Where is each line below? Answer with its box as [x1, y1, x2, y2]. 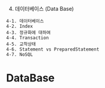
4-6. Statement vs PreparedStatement [6, 46, 100, 52]
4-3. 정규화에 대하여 [6, 30, 51, 36]
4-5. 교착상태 [6, 41, 36, 47]
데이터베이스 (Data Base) [14, 5, 74, 12]
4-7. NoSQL [6, 52, 33, 58]
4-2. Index [6, 23, 33, 29]
